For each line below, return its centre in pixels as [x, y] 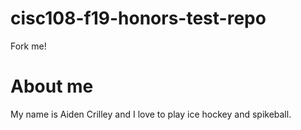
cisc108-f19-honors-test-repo [138, 18]
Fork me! [28, 46]
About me [52, 86]
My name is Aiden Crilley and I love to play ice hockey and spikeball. [151, 114]
